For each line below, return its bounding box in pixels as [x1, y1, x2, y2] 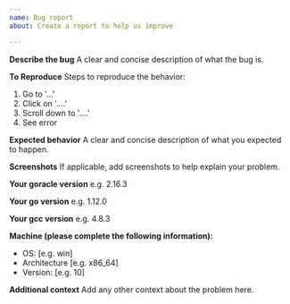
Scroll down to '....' [21, 107, 91, 118]
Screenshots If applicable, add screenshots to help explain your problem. [9, 161, 280, 172]
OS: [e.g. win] [21, 248, 73, 258]
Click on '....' [21, 97, 68, 108]
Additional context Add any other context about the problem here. [9, 283, 254, 295]
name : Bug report [9, 13, 74, 22]
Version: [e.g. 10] [21, 266, 85, 277]
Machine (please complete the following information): [9, 230, 213, 241]
